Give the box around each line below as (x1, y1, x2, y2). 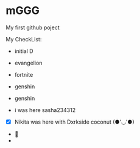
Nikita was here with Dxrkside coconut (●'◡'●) (14, 118, 135, 125)
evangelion (14, 59, 43, 66)
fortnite (14, 71, 33, 78)
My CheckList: (5, 35, 42, 43)
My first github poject (5, 24, 60, 31)
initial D (14, 47, 34, 55)
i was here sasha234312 (14, 106, 76, 113)
